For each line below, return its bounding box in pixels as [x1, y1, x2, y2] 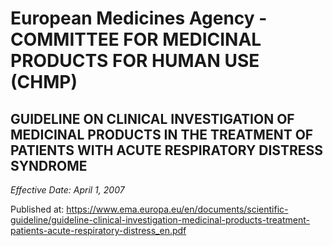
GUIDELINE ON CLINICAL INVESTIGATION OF [10, 110, 295, 127]
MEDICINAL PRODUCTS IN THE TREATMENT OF [10, 126, 314, 143]
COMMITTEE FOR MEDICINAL [10, 28, 262, 51]
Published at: [10, 203, 65, 215]
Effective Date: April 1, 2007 [10, 184, 125, 196]
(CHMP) [10, 71, 78, 94]
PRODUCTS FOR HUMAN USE [10, 50, 260, 72]
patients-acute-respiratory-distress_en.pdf [10, 225, 187, 236]
